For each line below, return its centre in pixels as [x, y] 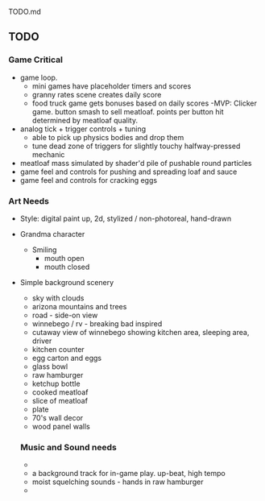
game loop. [39, 77]
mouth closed [67, 267]
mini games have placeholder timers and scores [112, 86]
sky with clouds [58, 298]
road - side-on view [65, 315]
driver [42, 341]
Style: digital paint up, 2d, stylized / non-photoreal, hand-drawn [126, 218]
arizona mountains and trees [79, 306]
